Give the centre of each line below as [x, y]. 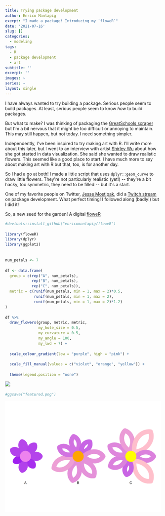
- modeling [21, 42]
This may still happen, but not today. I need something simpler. [69, 134]
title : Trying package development [42, 10]
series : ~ [15, 83]
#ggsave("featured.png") [31, 395]
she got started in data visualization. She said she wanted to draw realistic [81, 154]
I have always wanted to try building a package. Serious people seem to [78, 103]
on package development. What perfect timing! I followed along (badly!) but [82, 199]
